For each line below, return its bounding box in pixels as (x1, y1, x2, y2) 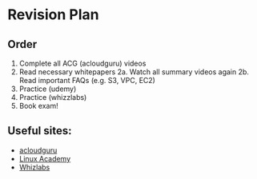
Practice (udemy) (18, 84, 77, 93)
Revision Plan (7, 6, 99, 24)
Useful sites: (7, 124, 72, 137)
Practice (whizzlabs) (18, 93, 87, 101)
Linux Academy (18, 153, 71, 163)
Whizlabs (18, 162, 50, 172)
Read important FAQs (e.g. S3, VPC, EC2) (18, 76, 155, 85)
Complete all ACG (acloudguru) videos (18, 58, 147, 68)
